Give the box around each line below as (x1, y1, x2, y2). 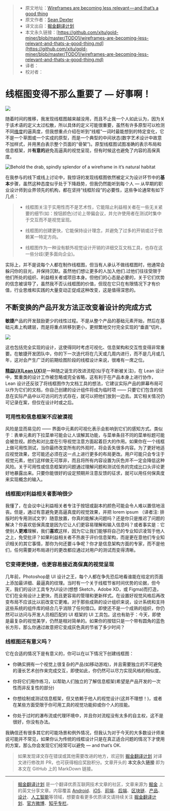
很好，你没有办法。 (12, 719, 53, 725)
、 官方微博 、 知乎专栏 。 (22, 800, 71, 806)
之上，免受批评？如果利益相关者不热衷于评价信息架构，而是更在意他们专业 (5, 534, 160, 540)
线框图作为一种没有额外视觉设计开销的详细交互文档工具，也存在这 (25, 244, 163, 250)
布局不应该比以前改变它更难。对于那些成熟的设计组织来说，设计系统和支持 (9, 599, 165, 605)
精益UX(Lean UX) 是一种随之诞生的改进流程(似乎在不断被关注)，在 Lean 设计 (5, 367, 164, 374)
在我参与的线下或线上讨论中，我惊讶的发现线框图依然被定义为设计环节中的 (5, 174, 160, 180)
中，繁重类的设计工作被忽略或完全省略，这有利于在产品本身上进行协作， (5, 374, 156, 380)
